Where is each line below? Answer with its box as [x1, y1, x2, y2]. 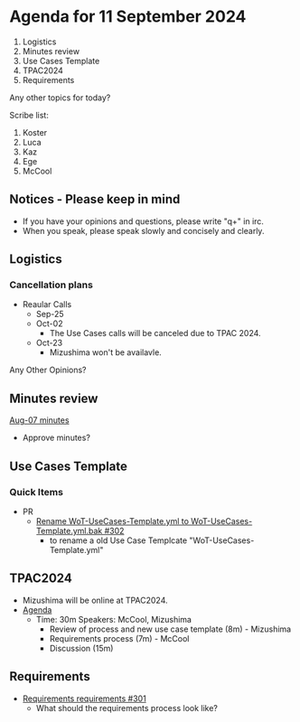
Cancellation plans [9, 278, 93, 291]
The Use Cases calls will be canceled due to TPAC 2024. [49, 328, 261, 339]
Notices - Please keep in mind [9, 192, 181, 207]
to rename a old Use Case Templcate [49, 535, 188, 546]
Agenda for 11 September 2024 [9, 6, 247, 27]
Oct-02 [35, 318, 63, 329]
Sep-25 [35, 309, 65, 320]
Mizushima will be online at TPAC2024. [22, 595, 169, 605]
